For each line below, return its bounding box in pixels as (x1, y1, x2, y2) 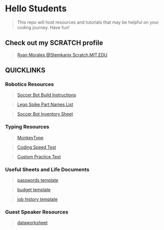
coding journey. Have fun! (17, 24, 70, 30)
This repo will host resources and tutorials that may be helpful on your (17, 19, 159, 25)
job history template (17, 197, 58, 202)
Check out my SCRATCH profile (5, 39, 103, 47)
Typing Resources (5, 124, 50, 131)
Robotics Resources (5, 81, 54, 88)
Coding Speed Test (17, 144, 56, 150)
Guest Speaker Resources (5, 208, 69, 215)
